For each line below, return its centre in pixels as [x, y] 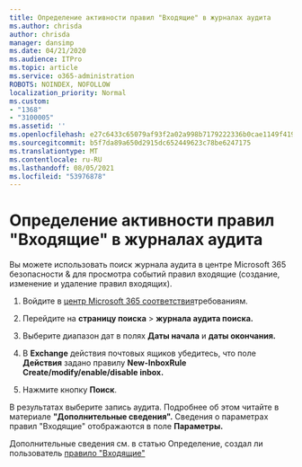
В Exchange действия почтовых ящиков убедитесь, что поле [139, 353]
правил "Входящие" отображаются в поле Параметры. [116, 427]
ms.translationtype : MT [54, 151]
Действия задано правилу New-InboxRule [104, 363]
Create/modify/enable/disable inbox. [93, 373]
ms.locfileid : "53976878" [58, 176]
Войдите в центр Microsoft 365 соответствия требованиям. [135, 301]
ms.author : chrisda [46, 26]
